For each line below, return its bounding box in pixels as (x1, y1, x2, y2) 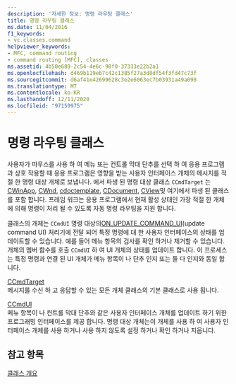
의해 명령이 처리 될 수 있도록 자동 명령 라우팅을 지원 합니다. (14, 204, 176, 212)
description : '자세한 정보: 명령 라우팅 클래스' (7, 10, 134, 18)
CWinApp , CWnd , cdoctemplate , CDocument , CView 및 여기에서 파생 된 (7, 186, 211, 194)
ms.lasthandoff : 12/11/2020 (7, 96, 90, 103)
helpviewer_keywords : (7, 43, 71, 50)
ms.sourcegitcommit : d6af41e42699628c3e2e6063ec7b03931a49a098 (7, 76, 197, 83)
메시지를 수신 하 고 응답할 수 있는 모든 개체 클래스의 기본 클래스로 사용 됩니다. (7, 286, 220, 294)
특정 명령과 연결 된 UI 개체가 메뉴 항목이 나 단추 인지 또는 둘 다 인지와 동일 (14, 254, 218, 262)
